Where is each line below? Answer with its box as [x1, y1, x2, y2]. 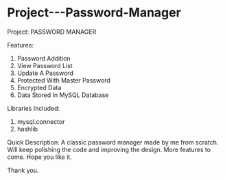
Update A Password [16, 69, 74, 77]
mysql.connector [16, 117, 65, 125]
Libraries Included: [7, 104, 60, 112]
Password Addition [16, 54, 71, 63]
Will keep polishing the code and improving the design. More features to [7, 145, 211, 153]
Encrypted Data [16, 83, 62, 92]
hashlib [16, 125, 38, 133]
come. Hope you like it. [7, 153, 72, 161]
